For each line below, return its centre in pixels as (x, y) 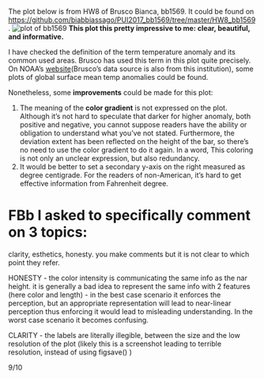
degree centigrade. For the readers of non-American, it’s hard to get (130, 175)
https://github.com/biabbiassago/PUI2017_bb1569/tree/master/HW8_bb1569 (132, 20)
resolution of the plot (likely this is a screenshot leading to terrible (115, 343)
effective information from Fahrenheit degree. (94, 184)
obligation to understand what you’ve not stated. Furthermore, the (127, 133)
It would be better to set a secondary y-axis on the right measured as (132, 167)
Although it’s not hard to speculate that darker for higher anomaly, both (135, 116)
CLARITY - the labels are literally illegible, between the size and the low (124, 335)
